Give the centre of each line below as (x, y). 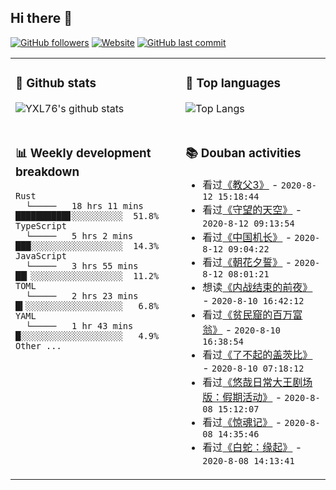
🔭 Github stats (56, 83)
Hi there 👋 (41, 18)
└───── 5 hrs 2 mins (79, 235)
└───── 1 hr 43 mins (79, 325)
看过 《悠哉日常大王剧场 (257, 382)
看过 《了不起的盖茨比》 (257, 354)
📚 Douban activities (243, 153)
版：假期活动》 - (242, 397)
